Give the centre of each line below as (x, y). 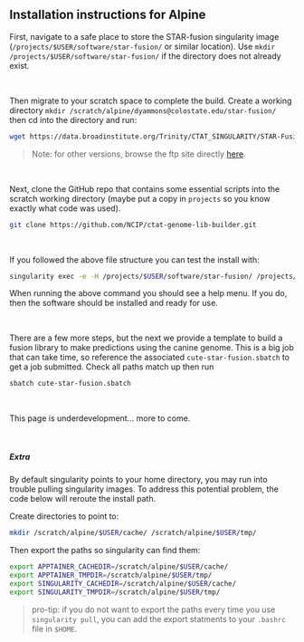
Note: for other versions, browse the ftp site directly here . (138, 154)
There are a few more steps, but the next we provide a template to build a (146, 338)
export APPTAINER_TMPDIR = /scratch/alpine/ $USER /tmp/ (111, 575)
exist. (19, 65)
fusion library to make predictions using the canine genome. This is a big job (152, 348)
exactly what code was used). (65, 208)
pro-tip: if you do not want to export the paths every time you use (153, 609)
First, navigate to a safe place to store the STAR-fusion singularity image (144, 36)
